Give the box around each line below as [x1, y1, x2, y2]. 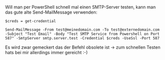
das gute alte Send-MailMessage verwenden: [5, 9, 98, 15]
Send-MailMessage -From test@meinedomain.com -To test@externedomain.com [5, 27, 160, 32]
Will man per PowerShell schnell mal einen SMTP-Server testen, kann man [5, 4, 156, 10]
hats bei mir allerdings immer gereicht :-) [5, 50, 88, 55]
